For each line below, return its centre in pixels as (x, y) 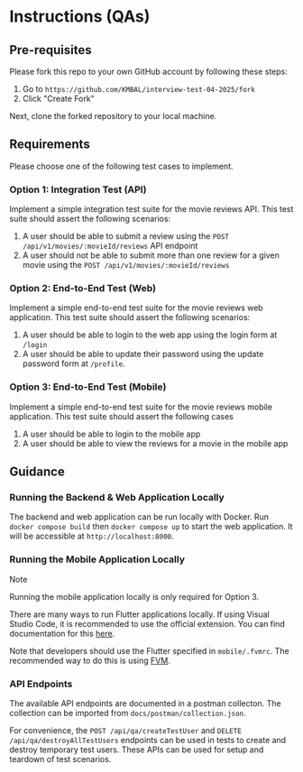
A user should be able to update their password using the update (143, 354)
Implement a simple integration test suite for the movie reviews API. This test (151, 209)
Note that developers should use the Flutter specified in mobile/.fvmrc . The (150, 650)
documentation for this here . (62, 633)
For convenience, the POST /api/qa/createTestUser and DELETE (125, 730)
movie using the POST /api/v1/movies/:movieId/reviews (126, 265)
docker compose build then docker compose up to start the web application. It (151, 527)
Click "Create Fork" (58, 98)
